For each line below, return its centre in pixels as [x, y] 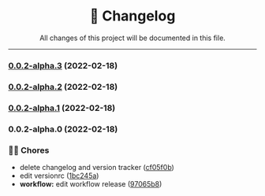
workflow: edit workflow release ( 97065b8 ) [91, 183]
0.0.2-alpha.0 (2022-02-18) [63, 129]
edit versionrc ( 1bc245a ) [59, 176]
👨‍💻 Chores [29, 150]
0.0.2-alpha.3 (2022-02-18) [63, 65]
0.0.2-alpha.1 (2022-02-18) [62, 108]
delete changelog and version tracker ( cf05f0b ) [97, 167]
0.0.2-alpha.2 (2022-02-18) [63, 87]
